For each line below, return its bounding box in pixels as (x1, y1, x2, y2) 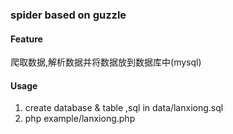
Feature (10, 33, 43, 45)
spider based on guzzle (10, 8, 127, 22)
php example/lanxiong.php (24, 113, 136, 125)
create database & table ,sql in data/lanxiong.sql (24, 102, 224, 114)
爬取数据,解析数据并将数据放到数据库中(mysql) (10, 56, 202, 68)
